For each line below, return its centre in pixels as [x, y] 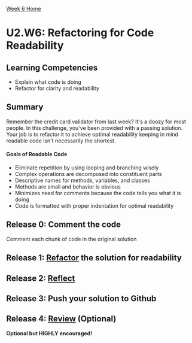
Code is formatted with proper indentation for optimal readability [94, 206]
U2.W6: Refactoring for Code [80, 33]
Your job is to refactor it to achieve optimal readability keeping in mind [92, 134]
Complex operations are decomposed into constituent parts [88, 174]
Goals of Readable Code [37, 154]
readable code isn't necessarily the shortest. [61, 141]
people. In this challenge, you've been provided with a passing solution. [95, 128]
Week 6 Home [24, 9]
